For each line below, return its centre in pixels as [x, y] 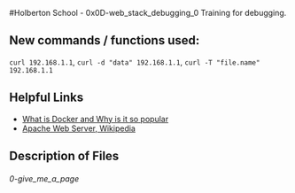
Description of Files [64, 156]
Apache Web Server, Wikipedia [78, 128]
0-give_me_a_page [44, 178]
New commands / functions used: [105, 40]
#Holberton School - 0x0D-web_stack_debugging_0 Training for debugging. [148, 13]
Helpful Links [47, 98]
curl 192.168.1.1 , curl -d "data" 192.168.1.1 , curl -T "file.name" [135, 62]
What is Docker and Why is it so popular [95, 119]
